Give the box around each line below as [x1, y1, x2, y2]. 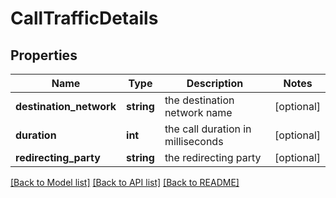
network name [164, 106, 233, 119]
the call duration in [164, 122, 252, 136]
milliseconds [164, 135, 224, 148]
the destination [164, 93, 235, 107]
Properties [10, 47, 78, 64]
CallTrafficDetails [10, 7, 159, 30]
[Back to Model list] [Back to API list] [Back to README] [10, 177, 240, 188]
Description [186, 77, 244, 90]
